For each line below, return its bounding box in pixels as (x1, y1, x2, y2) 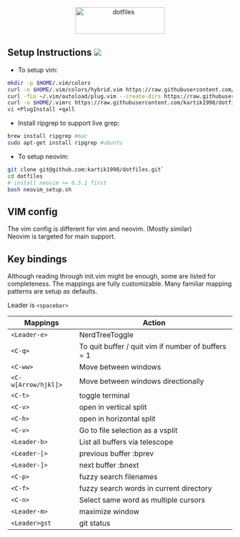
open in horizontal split (79, 414, 156, 424)
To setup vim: (17, 65, 59, 74)
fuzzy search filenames (79, 472, 158, 482)
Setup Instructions (7, 46, 92, 59)
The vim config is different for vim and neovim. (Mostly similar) (7, 225, 192, 234)
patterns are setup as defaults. (7, 287, 98, 296)
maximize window (79, 507, 140, 517)
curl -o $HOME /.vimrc (7, 99, 72, 106)
